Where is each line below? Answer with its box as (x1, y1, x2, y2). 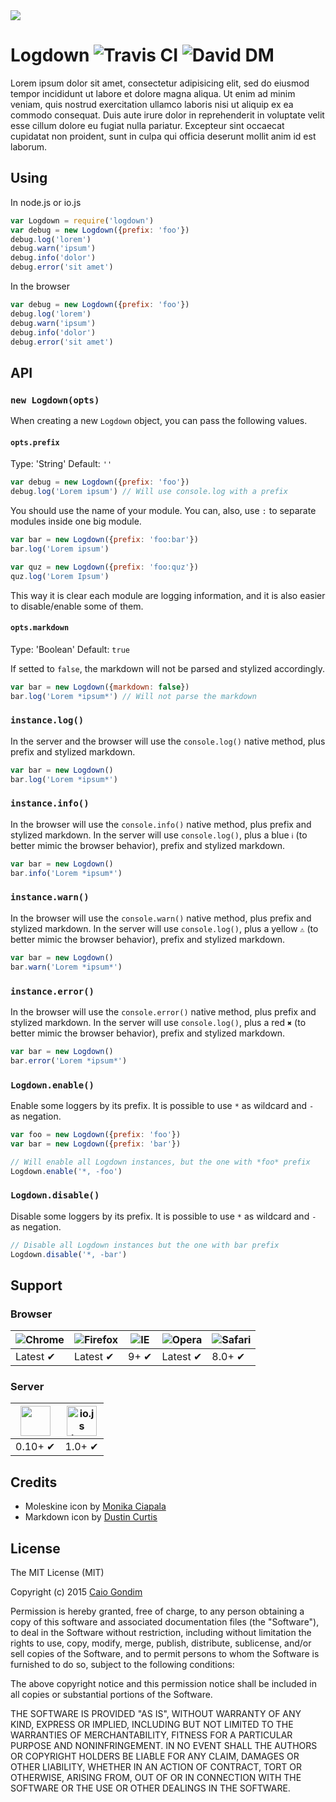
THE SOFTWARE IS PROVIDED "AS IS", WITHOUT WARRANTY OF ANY (10, 1708, 302, 1720)
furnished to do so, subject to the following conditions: (10, 1659, 235, 1671)
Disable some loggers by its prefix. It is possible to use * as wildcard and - (10, 1210, 317, 1222)
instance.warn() (10, 892, 90, 903)
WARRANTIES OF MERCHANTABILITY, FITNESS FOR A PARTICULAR (10, 1729, 293, 1741)
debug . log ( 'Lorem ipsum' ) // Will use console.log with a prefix (10, 487, 288, 497)
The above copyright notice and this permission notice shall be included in (10, 1678, 317, 1690)
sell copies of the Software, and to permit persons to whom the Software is (10, 1648, 320, 1660)
